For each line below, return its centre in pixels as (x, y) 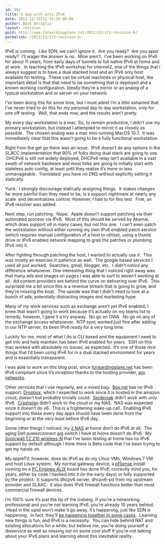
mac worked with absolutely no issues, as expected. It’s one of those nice (81, 347)
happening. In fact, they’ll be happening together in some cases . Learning (81, 515)
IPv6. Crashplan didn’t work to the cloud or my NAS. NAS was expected (79, 403)
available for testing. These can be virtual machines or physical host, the (79, 77)
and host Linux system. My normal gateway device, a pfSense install (75, 464)
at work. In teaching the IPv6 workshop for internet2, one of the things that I (83, 66)
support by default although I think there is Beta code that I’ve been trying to (83, 444)
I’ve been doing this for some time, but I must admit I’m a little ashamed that (82, 102)
